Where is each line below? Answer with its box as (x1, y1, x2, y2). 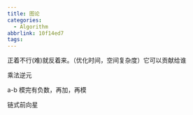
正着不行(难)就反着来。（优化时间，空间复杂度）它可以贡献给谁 (7, 56, 187, 65)
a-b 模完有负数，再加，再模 (7, 86, 87, 94)
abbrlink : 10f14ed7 (7, 29, 64, 37)
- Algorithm (13, 23, 49, 30)
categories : (7, 17, 42, 24)
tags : (7, 36, 23, 43)
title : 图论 (7, 10, 40, 17)
